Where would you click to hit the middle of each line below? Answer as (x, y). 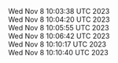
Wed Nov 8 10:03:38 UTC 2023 (59, 11)
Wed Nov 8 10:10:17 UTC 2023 (57, 44)
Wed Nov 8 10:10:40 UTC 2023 (58, 52)
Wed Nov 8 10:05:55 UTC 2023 (59, 28)
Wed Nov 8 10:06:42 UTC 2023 (59, 36)
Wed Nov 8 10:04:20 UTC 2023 (59, 19)
